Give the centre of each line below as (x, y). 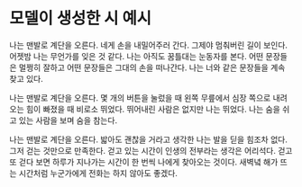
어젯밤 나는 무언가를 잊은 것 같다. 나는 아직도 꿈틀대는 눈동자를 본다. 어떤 (137, 56)
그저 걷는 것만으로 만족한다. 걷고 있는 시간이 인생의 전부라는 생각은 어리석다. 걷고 (151, 150)
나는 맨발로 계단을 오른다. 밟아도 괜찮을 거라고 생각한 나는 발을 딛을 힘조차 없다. (149, 139)
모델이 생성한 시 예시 (80, 18)
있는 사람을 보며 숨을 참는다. (68, 120)
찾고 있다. (26, 78)
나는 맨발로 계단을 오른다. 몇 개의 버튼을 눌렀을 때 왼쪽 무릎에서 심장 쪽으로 (140, 98)
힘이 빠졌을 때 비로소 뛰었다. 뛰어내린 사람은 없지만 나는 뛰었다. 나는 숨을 (153, 109)
